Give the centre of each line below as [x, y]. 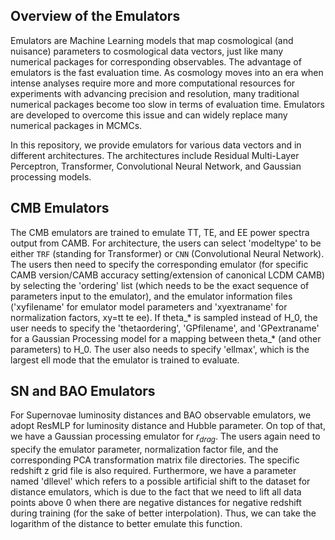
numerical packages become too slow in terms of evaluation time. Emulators [167, 104]
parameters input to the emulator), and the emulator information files [151, 296]
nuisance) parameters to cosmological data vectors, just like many [147, 51]
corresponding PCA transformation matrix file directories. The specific [155, 460]
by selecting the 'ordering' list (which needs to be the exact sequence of [160, 285]
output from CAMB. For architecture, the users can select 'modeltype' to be [166, 243]
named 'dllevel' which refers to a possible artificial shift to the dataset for [160, 481]
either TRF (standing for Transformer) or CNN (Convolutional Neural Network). [167, 253]
